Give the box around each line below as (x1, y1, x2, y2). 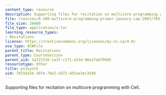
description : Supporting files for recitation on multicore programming (5, 12, 158, 17)
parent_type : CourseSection (5, 52, 63, 58)
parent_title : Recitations (5, 48, 61, 53)
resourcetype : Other (5, 62, 48, 67)
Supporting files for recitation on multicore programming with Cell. (5, 84, 140, 90)
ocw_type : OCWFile (5, 44, 43, 48)
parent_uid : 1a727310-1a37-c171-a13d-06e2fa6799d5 (5, 57, 112, 62)
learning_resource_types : (5, 30, 58, 35)
